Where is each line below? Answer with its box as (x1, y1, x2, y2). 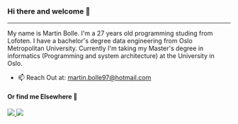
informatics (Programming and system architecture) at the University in (7, 52, 215, 60)
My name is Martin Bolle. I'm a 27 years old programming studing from (7, 29, 213, 38)
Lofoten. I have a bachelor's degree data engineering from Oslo (7, 37, 193, 45)
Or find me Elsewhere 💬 (7, 92, 78, 101)
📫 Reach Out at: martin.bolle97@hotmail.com (17, 74, 152, 82)
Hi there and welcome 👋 (7, 6, 91, 16)
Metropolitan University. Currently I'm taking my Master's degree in (7, 44, 204, 52)
